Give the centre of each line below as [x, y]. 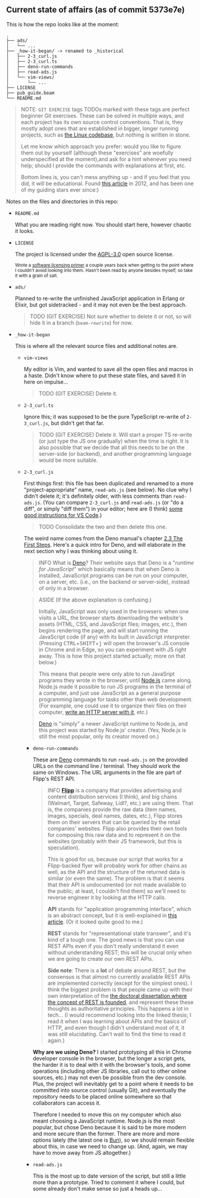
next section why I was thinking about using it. [81, 551]
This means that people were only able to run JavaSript [107, 674]
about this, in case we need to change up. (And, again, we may [110, 1146]
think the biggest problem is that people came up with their [120, 989]
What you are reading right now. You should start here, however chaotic [103, 225]
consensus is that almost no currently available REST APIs [119, 976]
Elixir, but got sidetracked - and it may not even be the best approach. [101, 304]
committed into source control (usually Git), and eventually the [109, 1090]
